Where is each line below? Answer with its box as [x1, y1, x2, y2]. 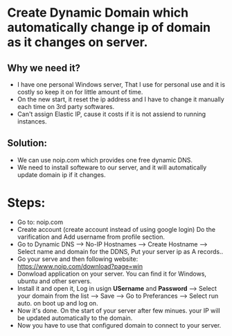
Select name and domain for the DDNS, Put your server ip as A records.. [17, 247, 224, 255]
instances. [17, 117, 47, 126]
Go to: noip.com [17, 217, 64, 226]
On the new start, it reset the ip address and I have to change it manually [17, 95, 225, 103]
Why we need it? [7, 62, 81, 74]
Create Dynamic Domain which [7, 5, 189, 21]
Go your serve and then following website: [17, 255, 139, 263]
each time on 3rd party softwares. [17, 103, 115, 110]
